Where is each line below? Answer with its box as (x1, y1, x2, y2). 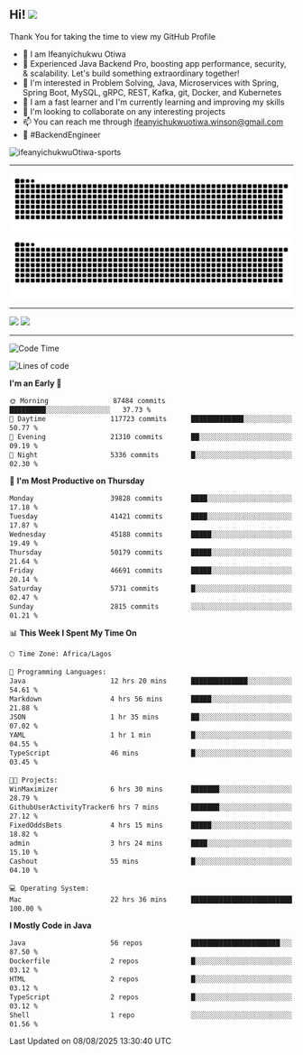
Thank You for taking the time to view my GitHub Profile (9, 31, 216, 41)
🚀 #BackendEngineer (22, 129, 101, 140)
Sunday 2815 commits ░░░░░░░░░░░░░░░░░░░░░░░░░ (9, 602, 293, 611)
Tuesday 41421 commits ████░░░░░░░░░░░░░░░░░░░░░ (9, 512, 293, 521)
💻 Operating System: (9, 884, 90, 894)
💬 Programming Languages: (9, 667, 106, 677)
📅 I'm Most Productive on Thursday (9, 475, 145, 486)
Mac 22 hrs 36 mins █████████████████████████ (9, 895, 293, 904)
